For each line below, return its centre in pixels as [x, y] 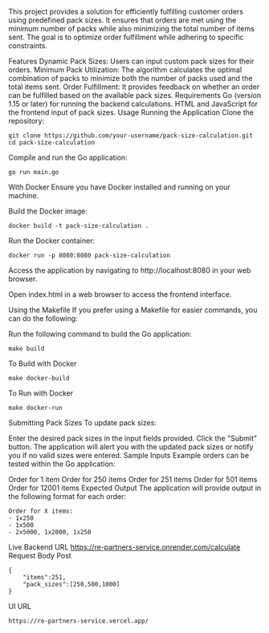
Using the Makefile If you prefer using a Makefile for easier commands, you [133, 310]
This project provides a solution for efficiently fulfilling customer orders [126, 12]
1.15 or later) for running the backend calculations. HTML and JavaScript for [133, 104]
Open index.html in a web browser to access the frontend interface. [120, 294]
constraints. [28, 46]
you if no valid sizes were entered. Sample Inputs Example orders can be [129, 455]
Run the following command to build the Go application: [100, 334]
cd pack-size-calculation [51, 143]
